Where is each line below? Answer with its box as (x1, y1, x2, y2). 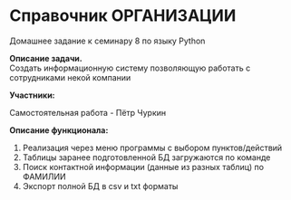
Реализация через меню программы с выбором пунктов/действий (22, 142, 283, 153)
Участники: (9, 90, 56, 100)
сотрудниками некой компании (9, 71, 131, 82)
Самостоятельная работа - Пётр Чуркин (9, 107, 167, 118)
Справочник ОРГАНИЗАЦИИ (9, 5, 237, 26)
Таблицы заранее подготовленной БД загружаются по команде (22, 151, 271, 163)
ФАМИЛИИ (22, 171, 66, 182)
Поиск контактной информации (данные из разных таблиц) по (22, 161, 265, 172)
